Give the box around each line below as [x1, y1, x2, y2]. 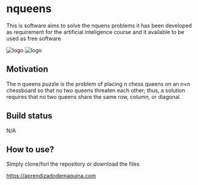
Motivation [6, 64, 49, 75]
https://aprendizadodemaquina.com [6, 172, 96, 180]
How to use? [6, 144, 55, 155]
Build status [6, 111, 53, 121]
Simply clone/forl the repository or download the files [6, 160, 140, 168]
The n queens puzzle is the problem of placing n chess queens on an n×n [6, 80, 191, 87]
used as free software [6, 35, 61, 42]
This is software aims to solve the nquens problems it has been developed [6, 22, 193, 29]
